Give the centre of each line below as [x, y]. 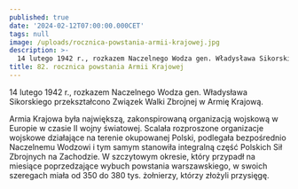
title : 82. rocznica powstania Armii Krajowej [97, 67]
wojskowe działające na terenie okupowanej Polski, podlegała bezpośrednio [148, 138]
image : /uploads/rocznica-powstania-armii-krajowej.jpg [114, 42]
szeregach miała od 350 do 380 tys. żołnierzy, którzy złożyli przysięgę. [139, 175]
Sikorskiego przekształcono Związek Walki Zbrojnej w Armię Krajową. [137, 101]
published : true [39, 17]
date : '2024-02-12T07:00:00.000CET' [77, 26]
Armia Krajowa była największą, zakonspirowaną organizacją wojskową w [144, 118]
